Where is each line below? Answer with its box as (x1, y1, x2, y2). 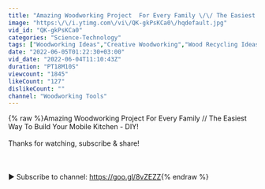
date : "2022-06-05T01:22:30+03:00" (8, 48, 125, 56)
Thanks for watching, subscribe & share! (8, 139, 140, 148)
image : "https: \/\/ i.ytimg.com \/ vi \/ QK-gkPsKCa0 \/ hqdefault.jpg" (8, 19, 227, 27)
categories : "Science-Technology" (8, 33, 122, 42)
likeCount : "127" (8, 77, 65, 85)
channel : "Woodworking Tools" (8, 92, 108, 100)
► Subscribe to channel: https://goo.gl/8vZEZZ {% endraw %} (8, 172, 209, 182)
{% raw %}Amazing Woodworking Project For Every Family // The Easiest (8, 113, 247, 123)
